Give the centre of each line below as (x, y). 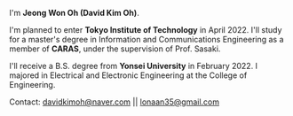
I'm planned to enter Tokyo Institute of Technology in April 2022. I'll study (146, 30)
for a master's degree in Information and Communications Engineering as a (146, 39)
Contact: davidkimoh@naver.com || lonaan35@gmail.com (115, 102)
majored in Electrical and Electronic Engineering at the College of (128, 75)
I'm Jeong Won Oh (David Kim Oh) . (74, 13)
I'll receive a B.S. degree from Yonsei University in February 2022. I (134, 66)
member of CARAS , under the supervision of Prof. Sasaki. (115, 49)
